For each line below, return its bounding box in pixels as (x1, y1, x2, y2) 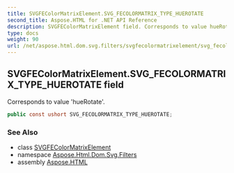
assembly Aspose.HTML (17, 158, 88, 166)
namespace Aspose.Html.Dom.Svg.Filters (17, 150, 137, 158)
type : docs (7, 29, 39, 37)
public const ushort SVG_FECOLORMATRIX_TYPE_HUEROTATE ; (7, 110, 173, 118)
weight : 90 (7, 36, 39, 43)
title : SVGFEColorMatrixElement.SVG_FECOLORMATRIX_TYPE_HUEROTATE (7, 10, 204, 17)
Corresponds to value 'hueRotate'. (7, 97, 106, 106)
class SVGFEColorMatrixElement (17, 143, 111, 151)
